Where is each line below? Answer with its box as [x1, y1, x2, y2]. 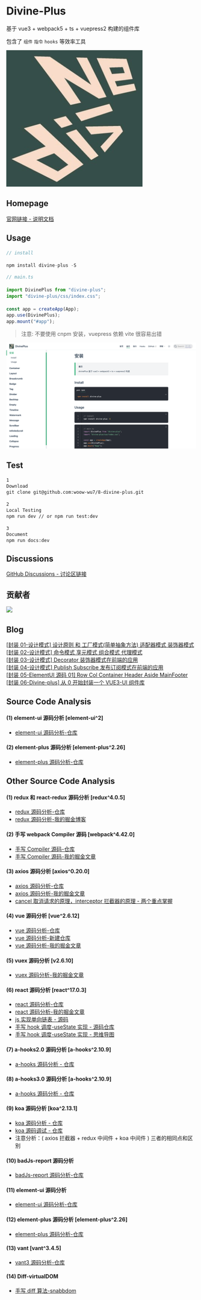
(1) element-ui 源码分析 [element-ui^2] [6, 714, 104, 721]
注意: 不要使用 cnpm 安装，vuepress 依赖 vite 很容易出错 [20, 330, 162, 338]
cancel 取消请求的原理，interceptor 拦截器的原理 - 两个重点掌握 [14, 897, 173, 904]
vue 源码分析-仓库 [14, 927, 60, 934]
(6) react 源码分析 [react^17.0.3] [6, 986, 87, 993]
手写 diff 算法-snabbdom [14, 1287, 76, 1295]
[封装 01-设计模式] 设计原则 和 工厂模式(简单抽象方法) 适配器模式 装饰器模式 [6, 641, 194, 648]
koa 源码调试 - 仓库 [14, 1127, 63, 1134]
